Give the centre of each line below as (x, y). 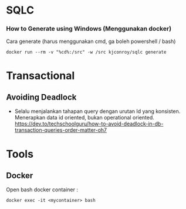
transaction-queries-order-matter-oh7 (61, 130)
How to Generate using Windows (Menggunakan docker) (89, 29)
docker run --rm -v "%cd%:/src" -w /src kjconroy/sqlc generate (86, 52)
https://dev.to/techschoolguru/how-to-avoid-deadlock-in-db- (89, 124)
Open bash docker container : (42, 190)
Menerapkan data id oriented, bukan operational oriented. (84, 118)
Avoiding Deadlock (41, 97)
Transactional (40, 76)
